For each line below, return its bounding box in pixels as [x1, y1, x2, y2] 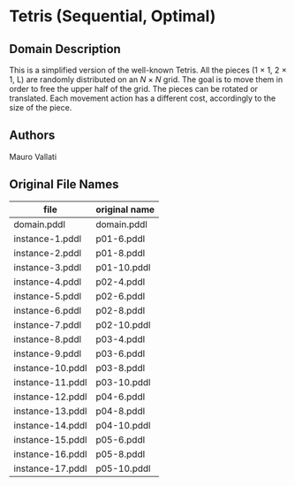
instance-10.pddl [13, 361, 87, 374]
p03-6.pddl [95, 347, 146, 360]
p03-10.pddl [95, 376, 151, 388]
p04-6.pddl [95, 391, 146, 403]
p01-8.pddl [95, 247, 146, 259]
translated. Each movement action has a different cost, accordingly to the [9, 93, 276, 103]
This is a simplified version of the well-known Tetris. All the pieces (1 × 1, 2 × [9, 65, 287, 75]
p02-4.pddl [95, 276, 146, 288]
